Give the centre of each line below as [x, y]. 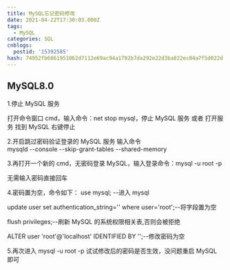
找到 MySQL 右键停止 [45, 126]
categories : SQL [30, 39]
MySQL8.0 [31, 86]
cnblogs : [20, 45]
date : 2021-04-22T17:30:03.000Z [53, 20]
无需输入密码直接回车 [37, 178]
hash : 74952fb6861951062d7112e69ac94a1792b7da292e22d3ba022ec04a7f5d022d [115, 58]
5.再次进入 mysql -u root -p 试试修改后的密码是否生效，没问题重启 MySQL [112, 251]
